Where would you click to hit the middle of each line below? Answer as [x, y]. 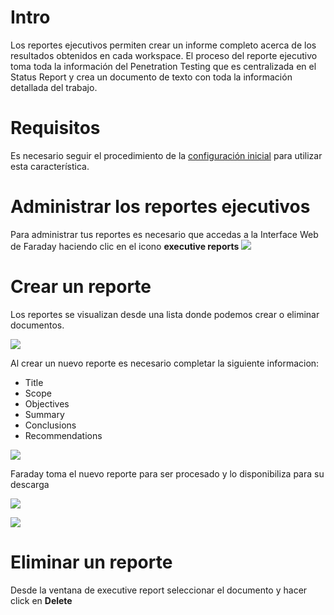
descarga [30, 484]
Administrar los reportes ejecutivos [160, 207]
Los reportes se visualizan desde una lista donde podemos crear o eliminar [165, 314]
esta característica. [50, 166]
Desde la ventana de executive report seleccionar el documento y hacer [159, 590]
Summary [44, 414]
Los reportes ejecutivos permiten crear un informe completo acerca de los [163, 45]
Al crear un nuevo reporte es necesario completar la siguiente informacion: [165, 363]
